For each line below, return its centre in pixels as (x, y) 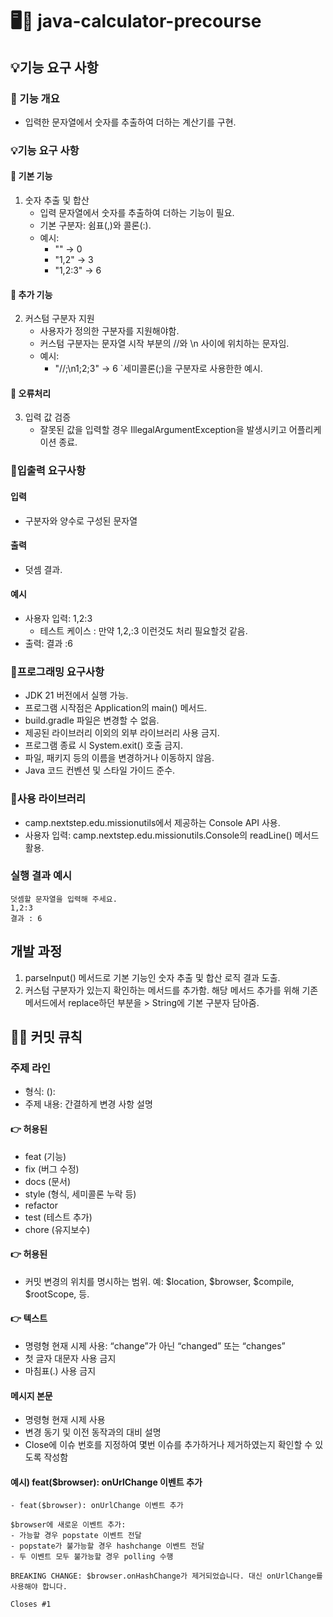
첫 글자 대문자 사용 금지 (70, 1358)
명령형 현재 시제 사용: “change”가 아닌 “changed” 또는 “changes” (155, 1345)
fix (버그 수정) (52, 1169)
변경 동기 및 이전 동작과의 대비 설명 (93, 1432)
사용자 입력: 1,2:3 (58, 618)
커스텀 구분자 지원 (59, 319)
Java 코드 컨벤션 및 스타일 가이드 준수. (100, 770)
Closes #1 (31, 1604)
